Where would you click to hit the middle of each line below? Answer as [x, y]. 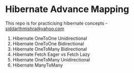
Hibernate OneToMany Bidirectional [50, 49]
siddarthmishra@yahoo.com [35, 28]
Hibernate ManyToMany [38, 65]
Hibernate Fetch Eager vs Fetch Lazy [51, 54]
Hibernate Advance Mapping [67, 9]
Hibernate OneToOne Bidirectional [48, 43]
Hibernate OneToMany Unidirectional [51, 59]
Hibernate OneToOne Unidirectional [50, 38]
